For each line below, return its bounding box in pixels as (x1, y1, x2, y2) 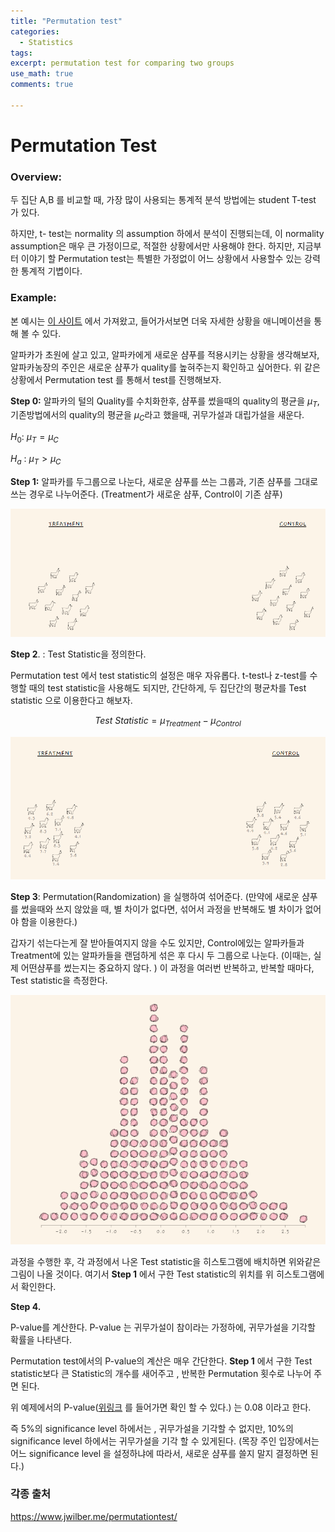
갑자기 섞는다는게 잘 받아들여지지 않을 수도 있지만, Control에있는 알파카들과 (10, 937, 305, 949)
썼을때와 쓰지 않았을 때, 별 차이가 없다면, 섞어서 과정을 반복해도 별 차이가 (20, 903, 303, 915)
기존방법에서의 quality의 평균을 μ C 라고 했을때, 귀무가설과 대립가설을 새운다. (10, 409, 305, 424)
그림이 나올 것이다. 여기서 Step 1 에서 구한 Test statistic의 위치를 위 (10, 1268, 275, 1280)
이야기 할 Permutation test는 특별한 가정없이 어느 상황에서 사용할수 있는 (20, 253, 303, 265)
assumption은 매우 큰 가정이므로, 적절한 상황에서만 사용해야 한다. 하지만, (10, 240, 295, 252)
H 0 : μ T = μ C (10, 431, 59, 445)
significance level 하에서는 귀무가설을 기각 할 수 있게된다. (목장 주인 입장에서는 (10, 1435, 320, 1447)
